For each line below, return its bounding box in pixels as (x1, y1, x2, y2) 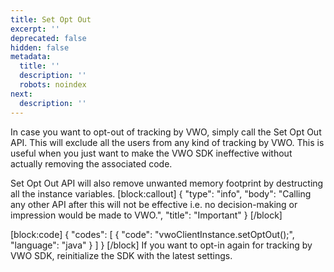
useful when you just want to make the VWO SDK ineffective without (10, 147, 293, 159)
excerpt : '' (10, 24, 60, 34)
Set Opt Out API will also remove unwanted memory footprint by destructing (10, 177, 324, 189)
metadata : (10, 52, 52, 62)
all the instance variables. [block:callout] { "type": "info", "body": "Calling (10, 187, 312, 200)
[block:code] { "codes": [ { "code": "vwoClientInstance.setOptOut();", (10, 228, 295, 240)
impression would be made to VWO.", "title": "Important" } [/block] (10, 209, 283, 221)
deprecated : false (10, 33, 87, 43)
